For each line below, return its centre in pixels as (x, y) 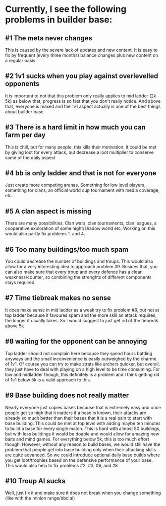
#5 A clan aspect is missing (48, 211)
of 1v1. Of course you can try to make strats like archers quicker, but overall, (83, 364)
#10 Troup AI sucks (35, 481)
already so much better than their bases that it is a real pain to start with (79, 418)
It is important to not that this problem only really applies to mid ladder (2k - (82, 96)
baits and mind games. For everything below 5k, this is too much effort (77, 439)
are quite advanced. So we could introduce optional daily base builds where (83, 455)
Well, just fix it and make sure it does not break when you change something (83, 493)
